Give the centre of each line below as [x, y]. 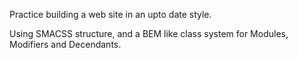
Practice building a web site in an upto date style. [110, 14]
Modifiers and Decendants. [65, 44]
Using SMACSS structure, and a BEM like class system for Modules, [149, 33]
